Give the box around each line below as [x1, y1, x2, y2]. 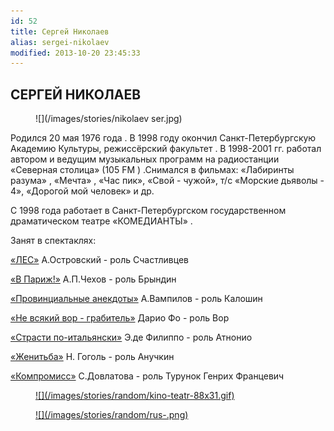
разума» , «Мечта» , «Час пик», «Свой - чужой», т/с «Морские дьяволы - [10, 175, 325, 187]
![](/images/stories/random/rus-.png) [35, 409, 189, 421]
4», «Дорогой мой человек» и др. [10, 185, 155, 197]
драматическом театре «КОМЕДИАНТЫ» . [10, 215, 193, 227]
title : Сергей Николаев [10, 26, 110, 37]
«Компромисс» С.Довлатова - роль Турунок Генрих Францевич [10, 370, 285, 382]
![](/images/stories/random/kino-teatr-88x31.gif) [35, 390, 235, 402]
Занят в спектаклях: [10, 235, 97, 247]
